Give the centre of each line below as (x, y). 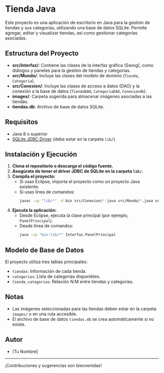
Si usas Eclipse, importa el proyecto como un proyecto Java (80, 182)
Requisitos (21, 122)
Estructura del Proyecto (42, 53)
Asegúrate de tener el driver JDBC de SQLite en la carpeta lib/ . (78, 171)
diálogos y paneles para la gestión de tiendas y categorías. (71, 70)
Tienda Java (31, 9)
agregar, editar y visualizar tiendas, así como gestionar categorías (71, 33)
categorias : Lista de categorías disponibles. (56, 276)
